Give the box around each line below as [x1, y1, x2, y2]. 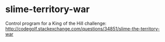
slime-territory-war [5, 4, 90, 15]
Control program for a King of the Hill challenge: [5, 20, 107, 26]
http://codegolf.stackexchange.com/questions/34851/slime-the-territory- [5, 25, 160, 31]
